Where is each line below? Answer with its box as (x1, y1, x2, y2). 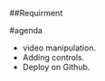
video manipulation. (22, 42, 97, 53)
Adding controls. (22, 52, 85, 62)
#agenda (9, 25, 43, 35)
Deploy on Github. (22, 62, 91, 72)
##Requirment (9, 8, 63, 18)
